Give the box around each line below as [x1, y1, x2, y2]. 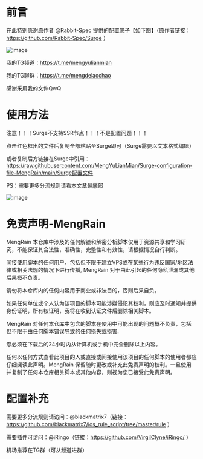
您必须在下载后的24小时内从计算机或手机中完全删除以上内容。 [6, 340, 161, 348]
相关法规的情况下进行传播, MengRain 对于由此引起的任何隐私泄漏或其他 [16, 266, 195, 273]
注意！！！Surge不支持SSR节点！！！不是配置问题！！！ [6, 129, 148, 136]
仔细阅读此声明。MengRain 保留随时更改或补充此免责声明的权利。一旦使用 [6, 361, 192, 368]
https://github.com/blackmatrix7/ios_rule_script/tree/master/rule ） [6, 420, 173, 428]
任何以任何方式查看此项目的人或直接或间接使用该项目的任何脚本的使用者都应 [6, 353, 197, 360]
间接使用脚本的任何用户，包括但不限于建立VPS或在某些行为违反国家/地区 [6, 259, 188, 266]
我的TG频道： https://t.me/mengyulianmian [6, 59, 112, 66]
